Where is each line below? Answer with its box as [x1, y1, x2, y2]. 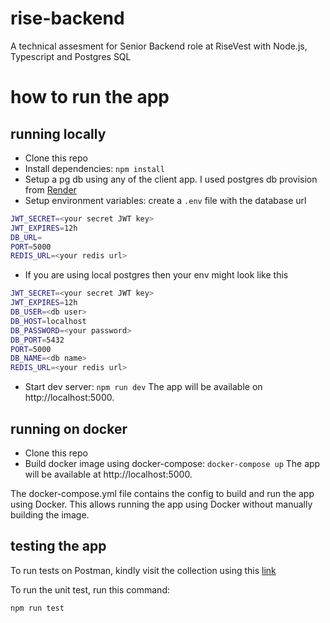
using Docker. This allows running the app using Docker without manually [10, 498, 313, 510]
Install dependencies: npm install [24, 162, 165, 174]
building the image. [10, 509, 90, 521]
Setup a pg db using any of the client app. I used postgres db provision [24, 173, 318, 185]
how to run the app [10, 86, 170, 109]
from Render [24, 183, 77, 196]
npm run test [10, 603, 65, 613]
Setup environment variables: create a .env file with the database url [24, 194, 307, 206]
